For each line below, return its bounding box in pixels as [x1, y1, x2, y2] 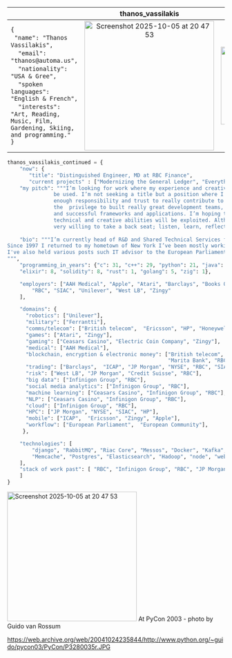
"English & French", [10, 95, 78, 102]
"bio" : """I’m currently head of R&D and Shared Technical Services [19, 236, 221, 243]
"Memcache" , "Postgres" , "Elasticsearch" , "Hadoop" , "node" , [32, 453, 212, 460]
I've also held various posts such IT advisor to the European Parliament [7, 249, 227, 256]
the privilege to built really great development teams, [53, 204, 224, 211]
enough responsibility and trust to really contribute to [53, 197, 224, 204]
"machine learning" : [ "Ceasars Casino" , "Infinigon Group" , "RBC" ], [25, 389, 227, 396]
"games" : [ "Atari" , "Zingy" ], [25, 331, 113, 338]
